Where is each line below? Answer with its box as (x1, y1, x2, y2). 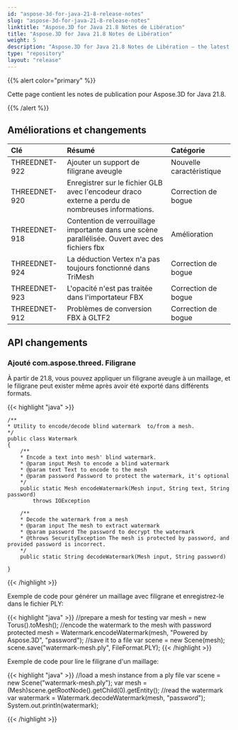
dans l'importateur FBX (67, 292, 144, 302)
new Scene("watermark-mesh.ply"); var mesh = (7, 679, 147, 687)
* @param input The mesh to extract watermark (20, 523, 160, 530)
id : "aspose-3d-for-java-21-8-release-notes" (7, 10, 144, 18)
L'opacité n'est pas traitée (67, 283, 153, 293)
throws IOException (33, 498, 91, 505)
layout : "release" (7, 57, 62, 64)
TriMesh (67, 271, 94, 281)
